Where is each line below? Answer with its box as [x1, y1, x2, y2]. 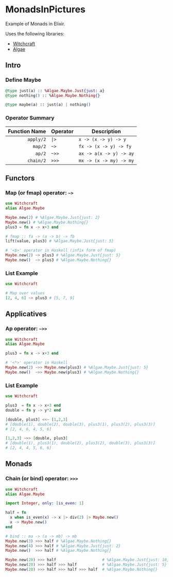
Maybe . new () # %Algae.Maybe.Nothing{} [5, 220, 89, 225]
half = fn [5, 510, 27, 515]
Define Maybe [5, 76, 41, 83]
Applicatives [5, 310, 47, 319]
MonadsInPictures [5, 4, 86, 15]
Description [92, 128, 121, 135]
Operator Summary [5, 114, 55, 121]
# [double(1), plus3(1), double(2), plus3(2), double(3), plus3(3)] [5, 441, 155, 446]
